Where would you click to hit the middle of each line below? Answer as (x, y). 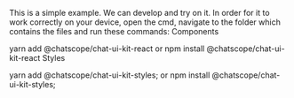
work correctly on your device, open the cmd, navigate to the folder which (145, 22)
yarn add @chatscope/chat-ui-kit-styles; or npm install (110, 75)
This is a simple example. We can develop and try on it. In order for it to (139, 13)
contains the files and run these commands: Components (114, 31)
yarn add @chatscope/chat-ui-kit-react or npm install (107, 49)
